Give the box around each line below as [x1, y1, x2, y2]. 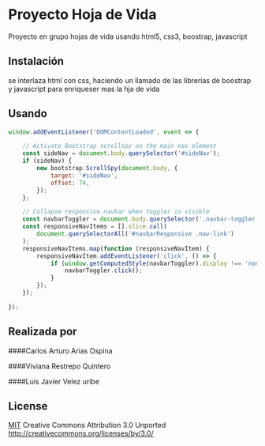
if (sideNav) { [22, 157, 73, 165]
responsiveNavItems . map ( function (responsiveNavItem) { [22, 244, 211, 252]
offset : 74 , [50, 179, 90, 187]
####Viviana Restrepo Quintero [8, 361, 111, 371]
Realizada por [8, 325, 77, 338]
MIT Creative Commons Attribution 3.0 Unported [8, 421, 166, 430]
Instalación [8, 55, 65, 68]
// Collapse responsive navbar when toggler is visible [22, 208, 211, 216]
